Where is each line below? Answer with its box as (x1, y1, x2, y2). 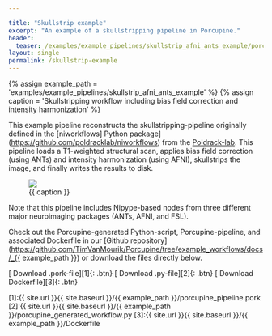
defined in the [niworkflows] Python (8, 129, 128, 138)
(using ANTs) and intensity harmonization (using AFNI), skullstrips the (8, 155, 241, 164)
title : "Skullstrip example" (8, 19, 107, 27)
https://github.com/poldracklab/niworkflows (11, 138, 158, 147)
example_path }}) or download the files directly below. (22, 253, 202, 262)
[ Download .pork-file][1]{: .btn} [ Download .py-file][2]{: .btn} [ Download (8, 269, 253, 278)
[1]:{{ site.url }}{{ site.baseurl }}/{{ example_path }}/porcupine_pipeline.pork (8, 293, 261, 302)
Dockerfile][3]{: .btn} (8, 277, 79, 287)
